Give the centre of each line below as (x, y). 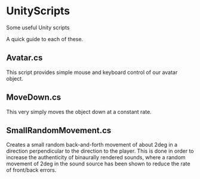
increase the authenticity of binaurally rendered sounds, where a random (96, 158)
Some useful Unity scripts (38, 27)
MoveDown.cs (34, 98)
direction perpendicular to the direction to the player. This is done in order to (100, 151)
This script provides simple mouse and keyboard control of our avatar (92, 72)
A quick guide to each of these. (45, 39)
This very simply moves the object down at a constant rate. (79, 112)
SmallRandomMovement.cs (59, 130)
